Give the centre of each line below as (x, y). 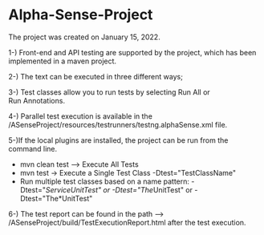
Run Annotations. (37, 100)
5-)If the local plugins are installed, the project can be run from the (118, 140)
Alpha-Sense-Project (81, 15)
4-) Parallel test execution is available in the (80, 116)
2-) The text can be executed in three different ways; (95, 76)
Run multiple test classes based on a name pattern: (105, 181)
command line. (33, 148)
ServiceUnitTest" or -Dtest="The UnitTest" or (119, 189)
